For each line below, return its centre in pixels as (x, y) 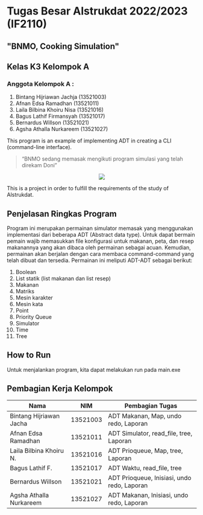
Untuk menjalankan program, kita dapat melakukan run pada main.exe (94, 369)
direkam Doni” (39, 165)
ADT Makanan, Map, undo (145, 416)
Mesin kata (29, 304)
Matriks (25, 292)
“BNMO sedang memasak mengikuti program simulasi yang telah (102, 159)
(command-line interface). (39, 147)
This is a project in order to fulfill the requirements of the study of (88, 188)
